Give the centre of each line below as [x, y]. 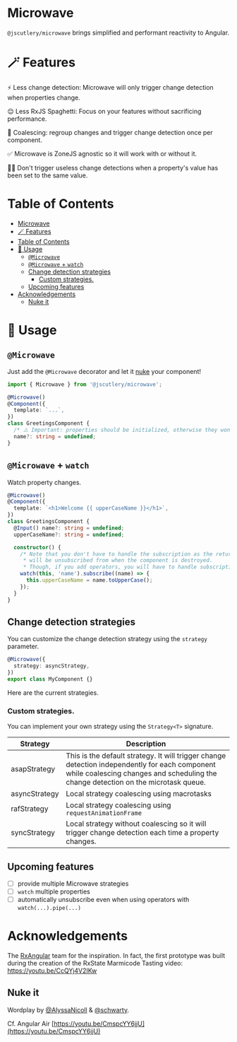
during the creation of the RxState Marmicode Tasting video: [95, 964]
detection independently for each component [141, 765]
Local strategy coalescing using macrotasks [139, 794]
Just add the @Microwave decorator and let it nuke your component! [104, 371]
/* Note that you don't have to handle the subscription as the [116, 554]
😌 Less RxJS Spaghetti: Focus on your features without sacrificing [104, 111]
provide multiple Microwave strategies [73, 883]
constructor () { [37, 547]
